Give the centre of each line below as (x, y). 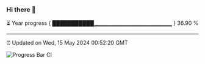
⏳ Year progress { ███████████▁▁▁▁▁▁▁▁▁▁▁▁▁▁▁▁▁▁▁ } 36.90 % (103, 23)
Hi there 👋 (21, 10)
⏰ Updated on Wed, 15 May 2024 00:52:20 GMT (67, 43)
